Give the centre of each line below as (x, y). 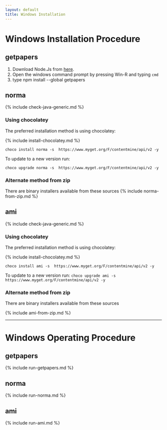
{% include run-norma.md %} (36, 395)
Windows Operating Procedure (70, 338)
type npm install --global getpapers (49, 79)
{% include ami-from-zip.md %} (38, 313)
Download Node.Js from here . (43, 69)
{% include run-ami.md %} (33, 423)
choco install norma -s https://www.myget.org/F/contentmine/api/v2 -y (82, 149)
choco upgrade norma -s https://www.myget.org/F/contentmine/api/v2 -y (82, 168)
